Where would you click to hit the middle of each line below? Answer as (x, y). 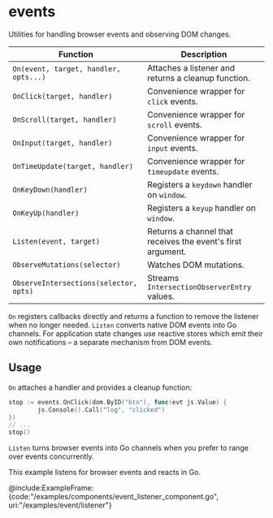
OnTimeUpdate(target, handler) (73, 166)
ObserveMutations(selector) (67, 265)
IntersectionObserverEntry (199, 287)
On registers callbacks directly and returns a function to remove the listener (134, 316)
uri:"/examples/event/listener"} (60, 505)
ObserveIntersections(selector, (75, 283)
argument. (167, 252)
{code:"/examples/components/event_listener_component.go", (114, 497)
